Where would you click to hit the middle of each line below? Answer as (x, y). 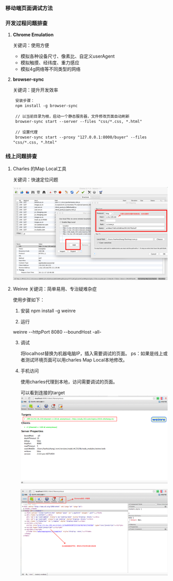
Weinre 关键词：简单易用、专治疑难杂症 (55, 289)
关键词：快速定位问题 (35, 179)
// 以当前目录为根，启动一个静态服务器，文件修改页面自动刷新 (72, 117)
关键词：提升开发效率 (35, 90)
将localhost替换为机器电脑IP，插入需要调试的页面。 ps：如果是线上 (92, 354)
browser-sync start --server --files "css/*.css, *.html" (79, 122)
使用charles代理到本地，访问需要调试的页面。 (69, 382)
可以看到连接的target (43, 393)
